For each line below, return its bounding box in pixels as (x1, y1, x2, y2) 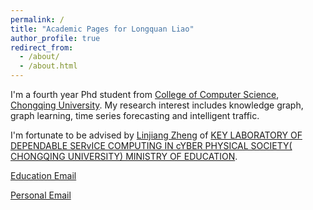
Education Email (10, 170, 77, 181)
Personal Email (10, 189, 72, 201)
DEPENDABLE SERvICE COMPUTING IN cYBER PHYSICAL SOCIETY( (10, 140, 293, 151)
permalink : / (10, 14, 65, 25)
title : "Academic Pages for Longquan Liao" (10, 24, 195, 34)
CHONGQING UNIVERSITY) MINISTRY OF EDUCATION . (10, 151, 238, 162)
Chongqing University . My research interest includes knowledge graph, (10, 99, 304, 111)
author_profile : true (10, 33, 101, 43)
